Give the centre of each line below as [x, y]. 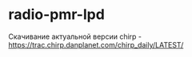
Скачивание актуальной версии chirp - [75, 36]
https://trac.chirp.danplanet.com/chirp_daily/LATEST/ [96, 44]
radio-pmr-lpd [57, 15]
